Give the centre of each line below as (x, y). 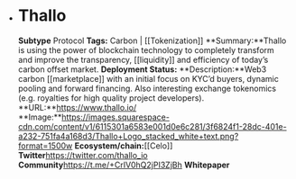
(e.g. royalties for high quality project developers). (111, 98)
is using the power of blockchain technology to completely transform (146, 49)
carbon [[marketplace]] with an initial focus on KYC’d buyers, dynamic (148, 78)
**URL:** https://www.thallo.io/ (77, 107)
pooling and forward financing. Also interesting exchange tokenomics (147, 88)
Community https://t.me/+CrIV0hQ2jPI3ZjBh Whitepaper (124, 165)
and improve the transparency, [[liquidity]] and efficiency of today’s (143, 59)
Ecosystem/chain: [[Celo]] (124, 146)
